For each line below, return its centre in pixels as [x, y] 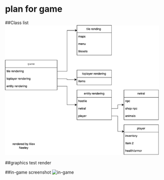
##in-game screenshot [28, 172]
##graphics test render [28, 162]
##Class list [17, 23]
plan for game [34, 9]
